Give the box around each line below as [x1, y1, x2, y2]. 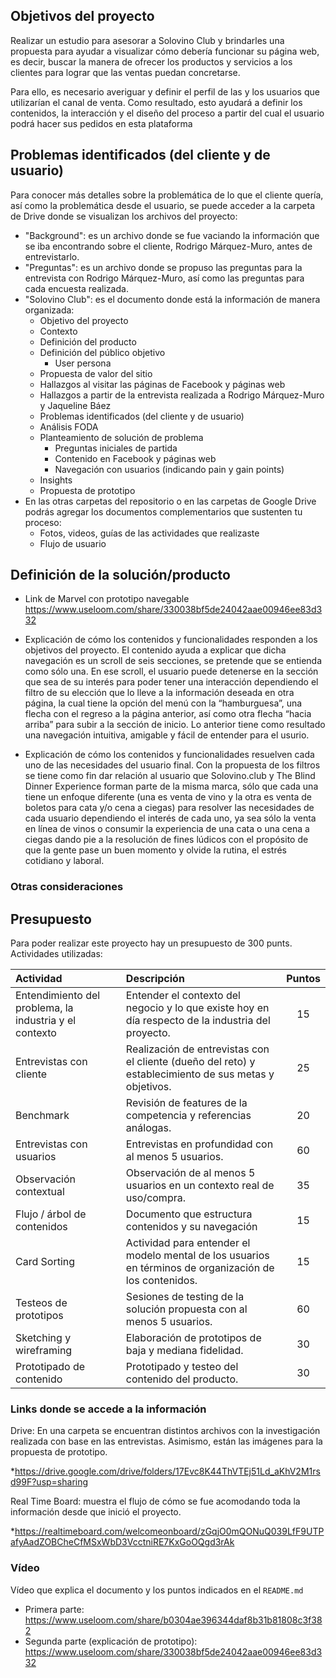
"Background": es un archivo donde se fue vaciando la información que [24, 229, 320, 241]
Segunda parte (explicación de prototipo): [24, 1635, 198, 1647]
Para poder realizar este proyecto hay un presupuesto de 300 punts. [10, 937, 293, 949]
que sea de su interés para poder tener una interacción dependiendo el [24, 676, 319, 688]
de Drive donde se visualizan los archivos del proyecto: [10, 210, 238, 222]
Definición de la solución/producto [10, 567, 231, 584]
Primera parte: [24, 1603, 85, 1615]
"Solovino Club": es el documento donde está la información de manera [24, 293, 321, 305]
